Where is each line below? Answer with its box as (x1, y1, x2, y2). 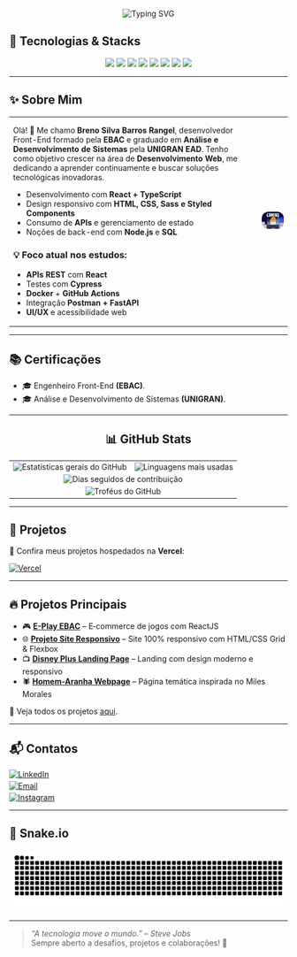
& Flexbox (21, 644, 59, 655)
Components (26, 208, 75, 218)
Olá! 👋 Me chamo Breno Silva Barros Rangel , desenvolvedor (12, 125, 233, 136)
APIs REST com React (26, 269, 108, 279)
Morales (21, 689, 52, 700)
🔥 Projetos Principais (9, 597, 127, 612)
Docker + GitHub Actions (26, 287, 120, 298)
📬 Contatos (9, 741, 79, 756)
